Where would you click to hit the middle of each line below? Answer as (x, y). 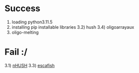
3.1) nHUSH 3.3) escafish (30, 65)
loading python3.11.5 (32, 22)
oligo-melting (25, 32)
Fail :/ (16, 52)
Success (22, 9)
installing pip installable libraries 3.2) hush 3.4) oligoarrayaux (73, 27)
